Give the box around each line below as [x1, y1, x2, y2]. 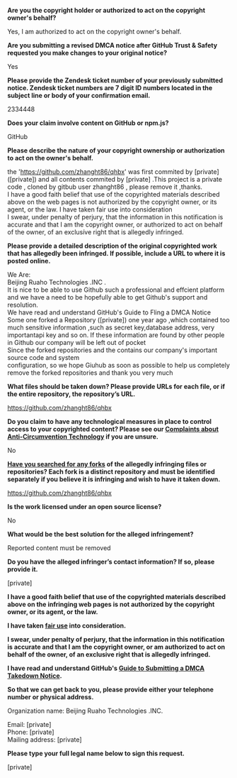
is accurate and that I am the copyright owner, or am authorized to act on [7, 642, 226, 651]
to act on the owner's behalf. [7, 154, 93, 162]
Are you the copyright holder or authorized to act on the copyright [7, 6, 206, 14]
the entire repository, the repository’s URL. [7, 390, 136, 398]
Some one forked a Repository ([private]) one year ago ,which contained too [7, 316, 230, 324]
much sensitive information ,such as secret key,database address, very [7, 323, 215, 332]
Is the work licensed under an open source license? [7, 503, 162, 510]
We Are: [7, 270, 31, 279]
